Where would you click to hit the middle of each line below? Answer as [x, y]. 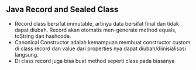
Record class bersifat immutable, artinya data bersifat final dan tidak [97, 23]
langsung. [27, 54]
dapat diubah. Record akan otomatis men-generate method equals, [95, 30]
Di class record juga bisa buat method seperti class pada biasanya [94, 61]
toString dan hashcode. [43, 36]
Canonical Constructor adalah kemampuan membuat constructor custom [102, 42]
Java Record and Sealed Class [62, 10]
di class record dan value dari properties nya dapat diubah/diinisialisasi [100, 48]
